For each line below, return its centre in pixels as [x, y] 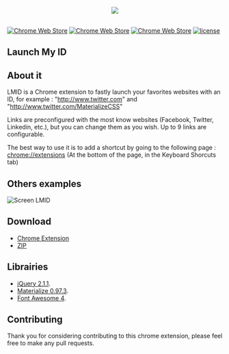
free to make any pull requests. [51, 343]
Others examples [44, 184]
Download [29, 222]
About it [25, 75]
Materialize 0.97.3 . [43, 290]
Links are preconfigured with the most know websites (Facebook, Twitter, [110, 120]
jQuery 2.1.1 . [34, 283]
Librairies [28, 267]
